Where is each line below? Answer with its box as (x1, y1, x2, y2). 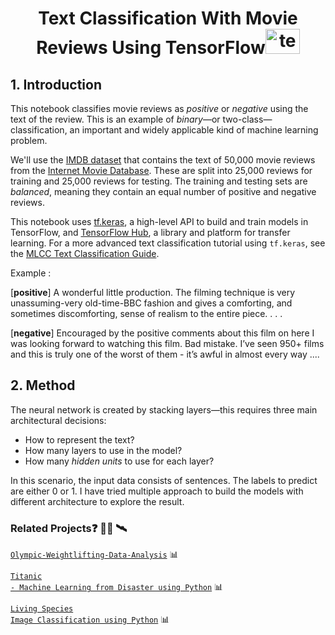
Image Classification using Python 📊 (10, 613, 170, 626)
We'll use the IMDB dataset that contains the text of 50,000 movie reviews (10, 154, 316, 166)
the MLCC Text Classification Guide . (10, 248, 160, 259)
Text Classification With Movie (38, 7, 298, 30)
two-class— (222, 113, 273, 125)
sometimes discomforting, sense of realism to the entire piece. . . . (10, 308, 283, 319)
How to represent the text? (24, 433, 135, 446)
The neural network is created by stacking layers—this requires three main (10, 403, 318, 416)
